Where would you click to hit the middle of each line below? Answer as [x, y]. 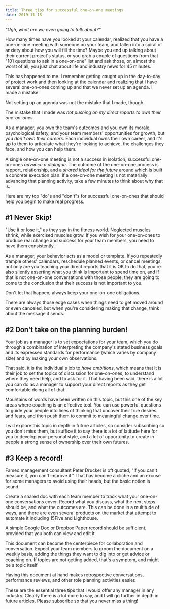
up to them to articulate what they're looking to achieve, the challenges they [84, 144]
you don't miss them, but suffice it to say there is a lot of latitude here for [81, 431]
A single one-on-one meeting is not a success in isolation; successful [78, 159]
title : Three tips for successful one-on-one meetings [64, 10]
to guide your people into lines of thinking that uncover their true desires [81, 411]
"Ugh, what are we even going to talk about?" [53, 29]
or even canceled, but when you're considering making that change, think [82, 308]
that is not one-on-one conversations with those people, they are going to [82, 277]
